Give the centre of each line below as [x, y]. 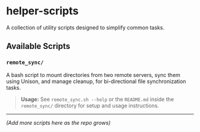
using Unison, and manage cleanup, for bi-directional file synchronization [96, 81]
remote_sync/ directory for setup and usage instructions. [90, 105]
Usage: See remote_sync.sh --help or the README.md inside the [97, 99]
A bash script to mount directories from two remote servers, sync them [93, 75]
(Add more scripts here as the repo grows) [59, 122]
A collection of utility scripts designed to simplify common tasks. [85, 27]
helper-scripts [43, 11]
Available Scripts [38, 46]
